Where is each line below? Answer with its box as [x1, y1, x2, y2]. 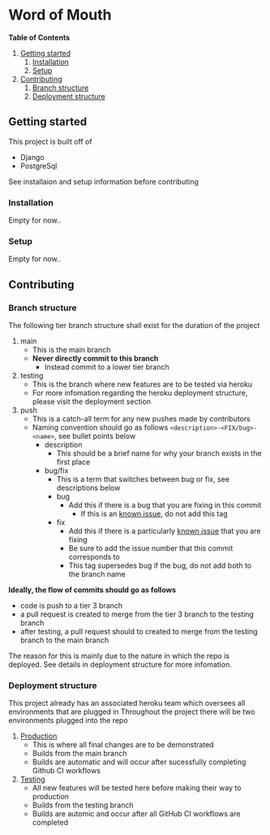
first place [56, 457, 91, 467]
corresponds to [68, 552, 120, 562]
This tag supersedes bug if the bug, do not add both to [68, 560, 252, 570]
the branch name [68, 569, 126, 579]
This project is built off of [8, 136, 92, 146]
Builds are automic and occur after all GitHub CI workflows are [32, 809, 241, 819]
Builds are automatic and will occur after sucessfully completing [32, 757, 246, 767]
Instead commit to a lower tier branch [44, 362, 170, 372]
